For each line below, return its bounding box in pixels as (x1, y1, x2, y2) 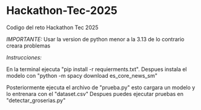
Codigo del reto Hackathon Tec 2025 (6, 24, 99, 31)
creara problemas (6, 42, 50, 49)
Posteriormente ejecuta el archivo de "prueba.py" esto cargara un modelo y (6, 83, 196, 91)
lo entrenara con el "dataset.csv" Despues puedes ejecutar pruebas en (6, 90, 183, 97)
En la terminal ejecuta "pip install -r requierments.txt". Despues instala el (6, 65, 187, 73)
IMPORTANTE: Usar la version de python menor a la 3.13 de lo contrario (6, 35, 185, 43)
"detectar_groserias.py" (6, 97, 66, 104)
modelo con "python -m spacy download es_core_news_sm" (6, 72, 157, 79)
